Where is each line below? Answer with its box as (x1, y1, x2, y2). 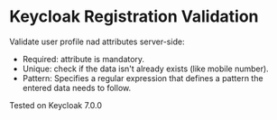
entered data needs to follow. (22, 82, 132, 93)
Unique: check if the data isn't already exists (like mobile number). (22, 63, 269, 74)
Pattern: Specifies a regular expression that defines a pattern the (22, 72, 263, 83)
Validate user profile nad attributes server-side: (9, 36, 185, 47)
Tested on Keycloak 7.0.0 (9, 99, 102, 110)
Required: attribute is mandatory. (22, 53, 145, 64)
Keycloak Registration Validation (9, 6, 259, 27)
